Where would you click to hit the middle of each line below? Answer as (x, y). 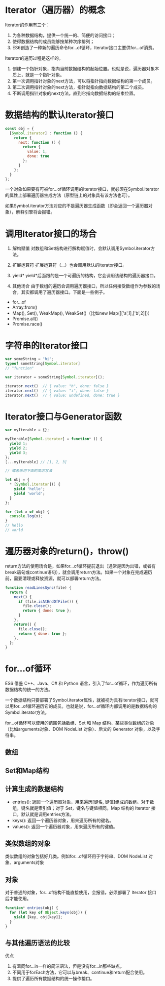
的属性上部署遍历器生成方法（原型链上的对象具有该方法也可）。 (69, 195)
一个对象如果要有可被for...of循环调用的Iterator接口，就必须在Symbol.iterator (82, 189)
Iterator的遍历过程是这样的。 (34, 58)
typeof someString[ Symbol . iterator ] (43, 364)
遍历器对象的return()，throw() (67, 552)
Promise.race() (27, 324)
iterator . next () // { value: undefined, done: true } (63, 395)
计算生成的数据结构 (34, 789)
